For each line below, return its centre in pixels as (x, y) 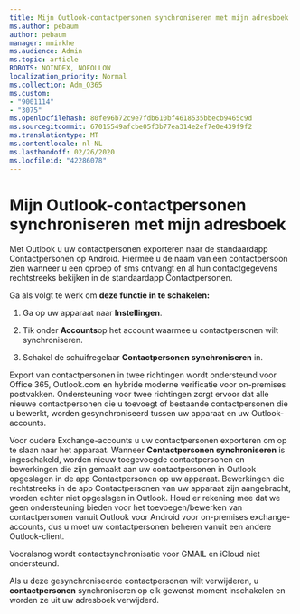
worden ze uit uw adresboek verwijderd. (84, 600)
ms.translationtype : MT (54, 135)
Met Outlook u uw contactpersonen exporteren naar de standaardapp (139, 249)
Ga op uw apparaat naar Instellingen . (92, 313)
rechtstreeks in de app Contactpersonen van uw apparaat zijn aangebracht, (150, 488)
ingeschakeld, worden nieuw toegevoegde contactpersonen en (127, 460)
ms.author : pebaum (44, 26)
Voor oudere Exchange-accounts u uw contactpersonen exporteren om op (148, 441)
